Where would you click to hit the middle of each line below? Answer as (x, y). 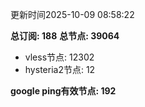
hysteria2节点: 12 (60, 69)
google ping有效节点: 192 (63, 91)
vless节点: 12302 (59, 57)
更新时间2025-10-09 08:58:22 (72, 14)
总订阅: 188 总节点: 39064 (65, 36)
